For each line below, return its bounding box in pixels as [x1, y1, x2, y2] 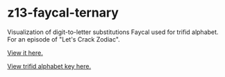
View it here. [7, 49, 43, 57]
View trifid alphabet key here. [7, 62, 92, 70]
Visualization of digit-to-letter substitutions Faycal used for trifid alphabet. [7, 28, 219, 36]
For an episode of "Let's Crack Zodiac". [7, 35, 120, 43]
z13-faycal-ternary [7, 5, 119, 21]
